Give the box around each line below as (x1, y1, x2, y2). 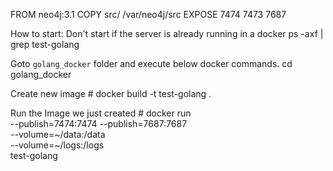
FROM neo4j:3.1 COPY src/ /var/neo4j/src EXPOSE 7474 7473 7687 (10, 9, 287, 20)
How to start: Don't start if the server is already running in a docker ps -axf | (10, 28, 324, 39)
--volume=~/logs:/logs (10, 139, 105, 151)
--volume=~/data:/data (10, 129, 106, 140)
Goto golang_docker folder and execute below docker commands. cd (10, 58, 293, 69)
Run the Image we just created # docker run (10, 107, 192, 119)
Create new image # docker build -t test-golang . (10, 88, 212, 99)
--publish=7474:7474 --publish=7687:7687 (10, 118, 188, 129)
